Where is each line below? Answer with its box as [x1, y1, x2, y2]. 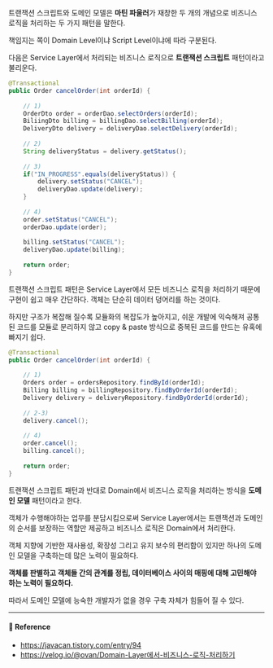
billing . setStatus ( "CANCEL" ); [23, 238, 126, 247]
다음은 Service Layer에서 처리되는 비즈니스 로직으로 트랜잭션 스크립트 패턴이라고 [8, 53, 265, 62]
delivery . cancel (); [23, 416, 89, 424]
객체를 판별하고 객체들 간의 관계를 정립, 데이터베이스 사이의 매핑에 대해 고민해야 [8, 568, 258, 578]
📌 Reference [8, 622, 51, 632]
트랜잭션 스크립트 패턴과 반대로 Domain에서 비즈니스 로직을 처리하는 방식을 [8, 485, 247, 495]
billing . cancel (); [23, 447, 85, 455]
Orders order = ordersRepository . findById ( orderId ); [23, 379, 206, 387]
